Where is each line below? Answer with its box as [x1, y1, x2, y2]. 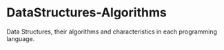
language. [6, 34, 35, 42]
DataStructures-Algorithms [6, 5, 167, 21]
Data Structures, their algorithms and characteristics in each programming [6, 27, 218, 36]
